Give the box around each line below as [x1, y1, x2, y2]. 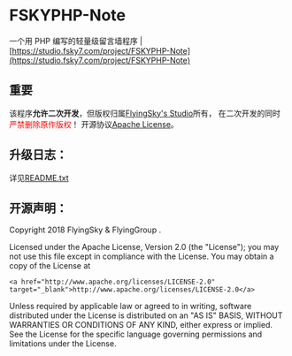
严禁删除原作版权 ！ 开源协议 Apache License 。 [9, 118, 179, 129]
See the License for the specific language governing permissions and [9, 329, 263, 340]
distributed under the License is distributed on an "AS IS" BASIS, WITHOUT [9, 310, 283, 321]
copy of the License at [9, 261, 91, 271]
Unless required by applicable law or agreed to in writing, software [9, 301, 252, 312]
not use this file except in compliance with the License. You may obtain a [9, 251, 274, 261]
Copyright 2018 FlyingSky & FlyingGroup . [9, 224, 162, 235]
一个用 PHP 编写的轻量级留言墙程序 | [9, 35, 143, 46]
